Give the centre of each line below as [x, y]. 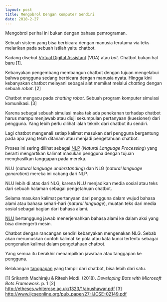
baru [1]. [14, 63]
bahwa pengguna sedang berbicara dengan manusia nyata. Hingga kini [79, 78]
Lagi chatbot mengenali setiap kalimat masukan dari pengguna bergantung [82, 133]
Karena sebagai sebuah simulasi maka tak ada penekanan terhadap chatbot [83, 113]
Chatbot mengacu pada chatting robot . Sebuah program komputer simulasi [82, 98]
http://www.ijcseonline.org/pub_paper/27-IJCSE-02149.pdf [66, 294]
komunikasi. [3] [21, 103]
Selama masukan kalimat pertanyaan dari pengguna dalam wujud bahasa [80, 198]
